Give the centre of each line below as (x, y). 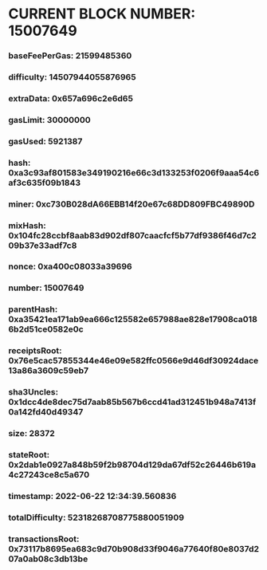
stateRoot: (29, 455)
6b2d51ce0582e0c (46, 329)
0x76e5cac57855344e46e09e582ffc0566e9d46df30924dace (133, 361)
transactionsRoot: (44, 539)
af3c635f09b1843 (45, 183)
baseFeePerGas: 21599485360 (70, 56)
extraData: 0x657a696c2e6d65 (71, 98)
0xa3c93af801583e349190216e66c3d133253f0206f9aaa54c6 (134, 172)
